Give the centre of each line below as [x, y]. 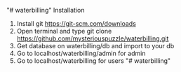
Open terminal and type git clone [64, 31]
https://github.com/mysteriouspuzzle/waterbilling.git [93, 38]
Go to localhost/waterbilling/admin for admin [81, 53]
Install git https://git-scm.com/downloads [76, 23]
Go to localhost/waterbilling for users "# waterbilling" [94, 61]
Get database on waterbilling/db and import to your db [95, 46]
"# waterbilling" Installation [46, 10]
